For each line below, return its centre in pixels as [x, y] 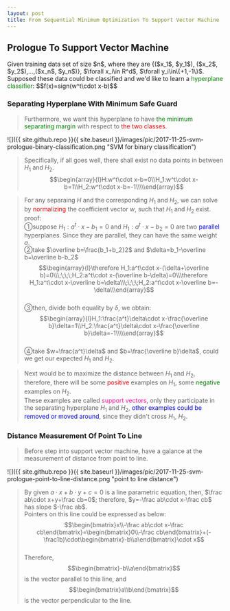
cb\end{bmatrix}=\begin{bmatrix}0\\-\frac [95, 532]
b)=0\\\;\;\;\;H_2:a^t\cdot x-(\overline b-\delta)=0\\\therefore [124, 275]
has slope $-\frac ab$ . [56, 507]
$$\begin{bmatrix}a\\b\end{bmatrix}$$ [124, 589]
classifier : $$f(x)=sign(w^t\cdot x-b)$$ [62, 86]
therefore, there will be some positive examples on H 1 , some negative [122, 383]
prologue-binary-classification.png [56, 147]
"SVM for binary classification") [152, 147]
